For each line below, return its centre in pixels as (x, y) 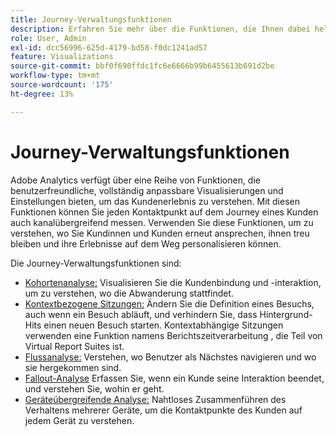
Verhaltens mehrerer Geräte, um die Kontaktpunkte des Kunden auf (163, 410)
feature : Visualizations (62, 57)
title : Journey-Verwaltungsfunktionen (91, 19)
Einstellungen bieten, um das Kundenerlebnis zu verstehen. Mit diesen (155, 201)
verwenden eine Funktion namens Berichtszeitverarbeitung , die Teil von (173, 335)
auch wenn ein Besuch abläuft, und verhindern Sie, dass (141, 314)
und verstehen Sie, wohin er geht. (94, 388)
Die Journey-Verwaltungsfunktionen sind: (96, 263)
